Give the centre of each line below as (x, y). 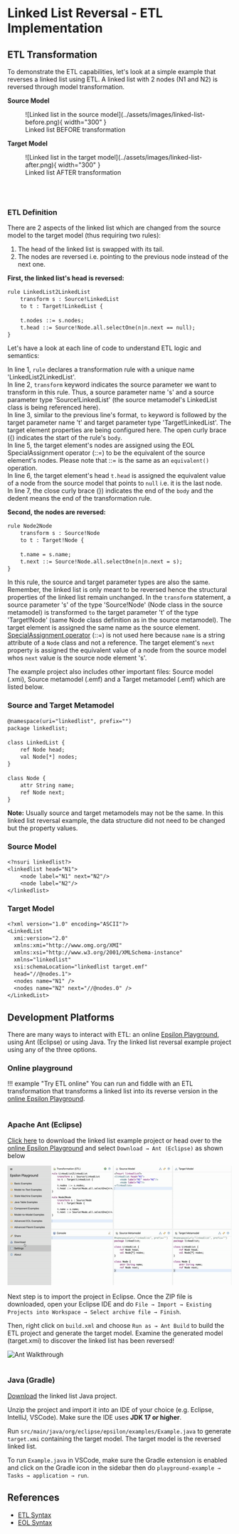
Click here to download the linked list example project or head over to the (115, 1140)
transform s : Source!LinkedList (70, 300)
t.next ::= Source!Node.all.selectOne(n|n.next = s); (101, 562)
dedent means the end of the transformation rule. (80, 498)
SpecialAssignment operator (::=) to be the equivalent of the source (106, 453)
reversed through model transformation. (66, 87)
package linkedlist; (38, 728)
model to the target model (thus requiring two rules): (84, 235)
